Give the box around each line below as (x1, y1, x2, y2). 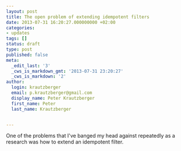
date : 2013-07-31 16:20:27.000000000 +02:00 (6, 19, 116, 25)
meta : (6, 57, 19, 63)
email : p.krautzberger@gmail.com (11, 90, 93, 96)
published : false (6, 52, 48, 58)
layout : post (6, 8, 38, 15)
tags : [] (6, 36, 27, 41)
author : (6, 79, 25, 85)
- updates (6, 30, 30, 36)
